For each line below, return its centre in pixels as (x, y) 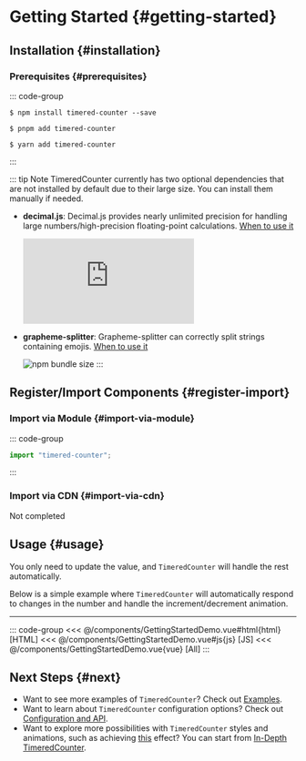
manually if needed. (46, 198)
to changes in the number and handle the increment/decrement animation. (149, 604)
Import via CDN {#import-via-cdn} (87, 496)
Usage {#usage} (57, 545)
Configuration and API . (65, 719)
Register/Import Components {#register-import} (150, 393)
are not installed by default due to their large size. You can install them (141, 188)
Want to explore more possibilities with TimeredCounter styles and (145, 728)
